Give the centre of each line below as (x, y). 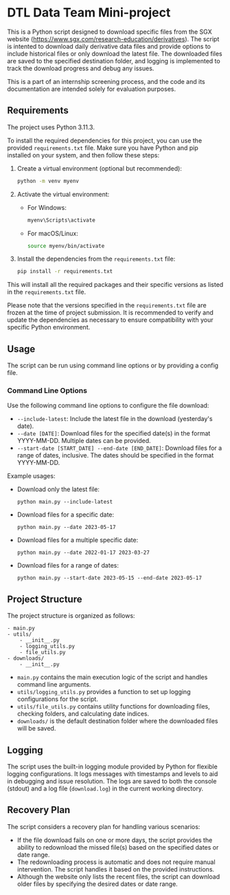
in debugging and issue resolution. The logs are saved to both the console (112, 781)
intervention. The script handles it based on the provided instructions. (116, 869)
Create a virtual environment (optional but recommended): (99, 168)
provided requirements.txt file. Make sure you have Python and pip (103, 148)
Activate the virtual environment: (63, 194)
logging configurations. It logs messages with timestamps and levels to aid (113, 774)
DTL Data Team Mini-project (89, 13)
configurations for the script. (57, 699)
